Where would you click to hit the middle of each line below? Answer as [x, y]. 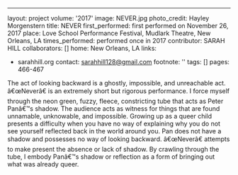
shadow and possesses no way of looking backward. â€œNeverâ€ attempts [119, 139]
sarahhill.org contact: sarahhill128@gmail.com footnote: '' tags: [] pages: [124, 62]
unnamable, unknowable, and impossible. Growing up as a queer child [110, 116]
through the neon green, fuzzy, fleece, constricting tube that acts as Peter [115, 101]
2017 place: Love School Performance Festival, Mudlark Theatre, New [109, 33]
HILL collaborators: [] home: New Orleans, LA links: [82, 48]
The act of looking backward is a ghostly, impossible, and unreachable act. [117, 83]
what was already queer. [43, 164]
